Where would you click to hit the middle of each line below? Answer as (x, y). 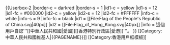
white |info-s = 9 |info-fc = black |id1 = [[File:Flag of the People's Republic (83, 18)
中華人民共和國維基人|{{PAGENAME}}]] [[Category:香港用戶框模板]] (76, 37)
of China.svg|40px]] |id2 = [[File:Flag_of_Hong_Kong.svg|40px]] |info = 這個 (85, 25)
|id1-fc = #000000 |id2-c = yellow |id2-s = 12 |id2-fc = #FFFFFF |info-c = (82, 13)
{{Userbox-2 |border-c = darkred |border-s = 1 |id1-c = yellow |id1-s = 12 (81, 8)
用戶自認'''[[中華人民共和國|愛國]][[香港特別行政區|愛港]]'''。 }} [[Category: (84, 31)
